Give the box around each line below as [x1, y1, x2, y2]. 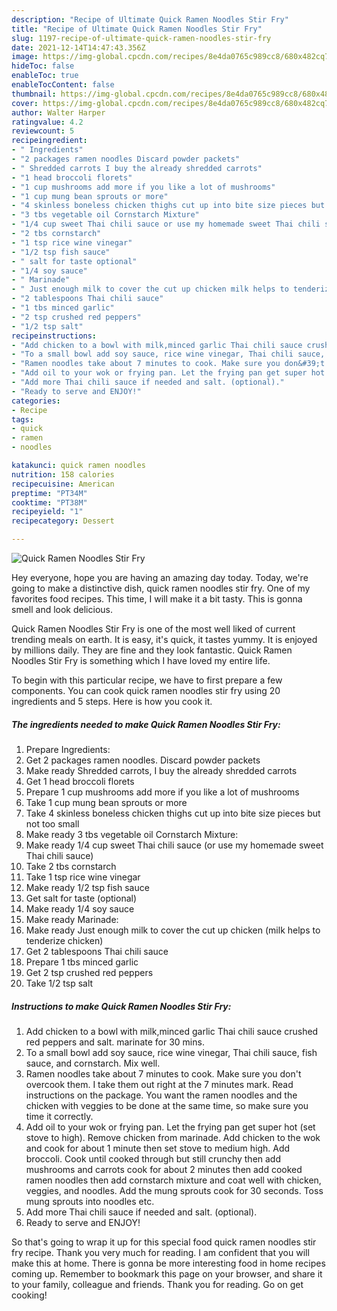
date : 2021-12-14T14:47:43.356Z [11, 42, 146, 53]
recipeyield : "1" [11, 507, 84, 517]
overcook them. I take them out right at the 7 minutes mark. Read [25, 1078, 294, 1090]
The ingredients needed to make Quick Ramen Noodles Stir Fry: [11, 718, 281, 730]
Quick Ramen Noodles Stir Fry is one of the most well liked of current [11, 623, 296, 635]
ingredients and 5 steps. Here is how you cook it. [11, 696, 213, 707]
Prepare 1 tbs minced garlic [25, 956, 139, 968]
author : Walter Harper [11, 107, 106, 118]
